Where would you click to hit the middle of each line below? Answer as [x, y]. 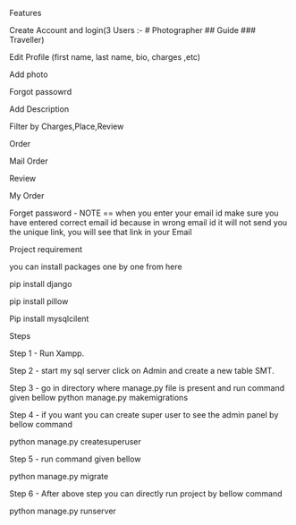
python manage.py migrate [59, 476]
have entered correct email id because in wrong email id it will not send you [148, 222]
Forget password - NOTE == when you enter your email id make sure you [144, 213]
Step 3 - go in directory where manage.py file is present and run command [147, 388]
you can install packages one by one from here [96, 267]
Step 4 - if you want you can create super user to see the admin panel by [144, 415]
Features [25, 13]
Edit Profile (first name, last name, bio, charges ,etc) [105, 57]
